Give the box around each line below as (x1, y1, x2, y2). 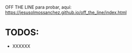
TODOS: (5, 27, 39, 38)
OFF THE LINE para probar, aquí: (5, 4, 72, 10)
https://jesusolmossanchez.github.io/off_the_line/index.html (5, 9, 127, 15)
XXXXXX (12, 43, 31, 49)
